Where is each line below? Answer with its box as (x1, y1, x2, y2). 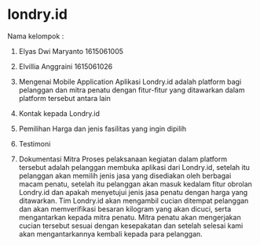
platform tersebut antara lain (18, 93, 112, 103)
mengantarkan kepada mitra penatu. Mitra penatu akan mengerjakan (18, 212, 241, 222)
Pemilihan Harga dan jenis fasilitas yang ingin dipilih (18, 124, 186, 133)
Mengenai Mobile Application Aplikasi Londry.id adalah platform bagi (18, 77, 242, 86)
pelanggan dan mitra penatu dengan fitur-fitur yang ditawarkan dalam (18, 85, 245, 95)
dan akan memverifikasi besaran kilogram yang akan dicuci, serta (18, 204, 232, 213)
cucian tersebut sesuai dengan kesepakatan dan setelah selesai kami (18, 221, 244, 230)
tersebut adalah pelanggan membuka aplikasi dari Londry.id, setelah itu (18, 162, 251, 172)
